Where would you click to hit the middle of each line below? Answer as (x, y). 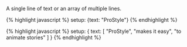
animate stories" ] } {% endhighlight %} (54, 37)
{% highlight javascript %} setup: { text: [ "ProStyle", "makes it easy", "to (94, 31)
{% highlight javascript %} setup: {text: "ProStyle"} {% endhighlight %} (92, 20)
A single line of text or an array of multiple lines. (64, 9)
